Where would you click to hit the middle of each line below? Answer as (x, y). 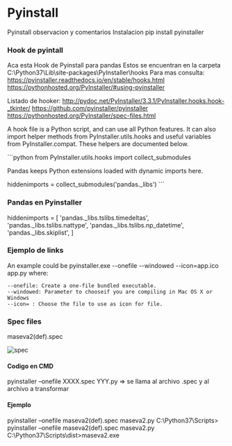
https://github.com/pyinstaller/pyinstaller (90, 109)
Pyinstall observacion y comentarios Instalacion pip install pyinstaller (106, 32)
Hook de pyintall (35, 50)
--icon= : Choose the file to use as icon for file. (85, 304)
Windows (18, 298)
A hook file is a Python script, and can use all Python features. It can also (112, 129)
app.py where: (28, 273)
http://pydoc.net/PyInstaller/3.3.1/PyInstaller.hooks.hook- (143, 101)
